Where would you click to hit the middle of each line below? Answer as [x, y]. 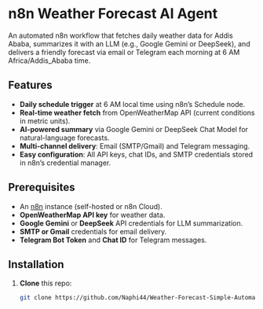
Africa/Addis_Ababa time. [49, 61]
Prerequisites [42, 188]
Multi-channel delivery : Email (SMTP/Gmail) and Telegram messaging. [135, 145]
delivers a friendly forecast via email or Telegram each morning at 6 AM [124, 52]
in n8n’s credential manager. [65, 163]
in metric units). [45, 121]
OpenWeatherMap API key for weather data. [92, 215]
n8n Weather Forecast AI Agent [113, 14]
